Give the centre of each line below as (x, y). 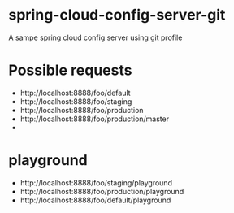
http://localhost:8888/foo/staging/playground (96, 183)
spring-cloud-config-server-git (117, 15)
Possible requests (70, 70)
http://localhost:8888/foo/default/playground (95, 200)
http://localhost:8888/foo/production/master (94, 119)
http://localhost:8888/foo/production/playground (102, 191)
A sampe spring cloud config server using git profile (95, 37)
